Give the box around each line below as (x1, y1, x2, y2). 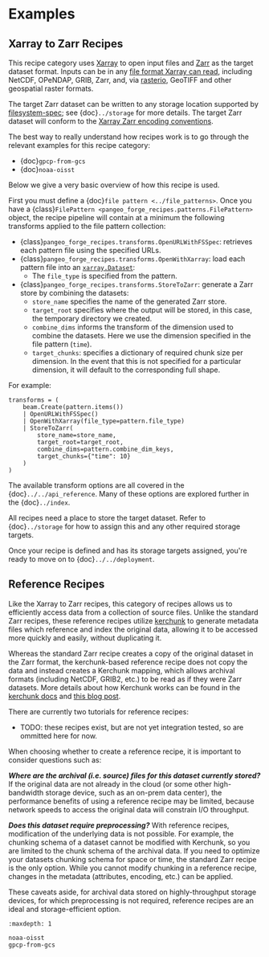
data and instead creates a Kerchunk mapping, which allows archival (8, 665, 235, 675)
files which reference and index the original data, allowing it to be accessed (8, 624, 259, 634)
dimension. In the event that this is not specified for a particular (31, 357, 242, 366)
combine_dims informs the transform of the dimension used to (31, 322, 234, 332)
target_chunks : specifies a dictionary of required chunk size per (31, 348, 243, 358)
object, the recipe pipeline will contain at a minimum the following (8, 213, 225, 222)
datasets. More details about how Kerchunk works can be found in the (8, 682, 241, 692)
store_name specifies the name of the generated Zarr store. (31, 297, 227, 306)
